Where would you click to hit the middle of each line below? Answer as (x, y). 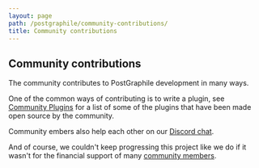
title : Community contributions (63, 31)
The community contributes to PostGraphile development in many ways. (129, 83)
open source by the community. (62, 116)
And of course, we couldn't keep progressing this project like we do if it (127, 147)
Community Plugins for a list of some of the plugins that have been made (130, 107)
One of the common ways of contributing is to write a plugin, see (117, 99)
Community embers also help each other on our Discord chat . (111, 132)
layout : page (30, 16)
